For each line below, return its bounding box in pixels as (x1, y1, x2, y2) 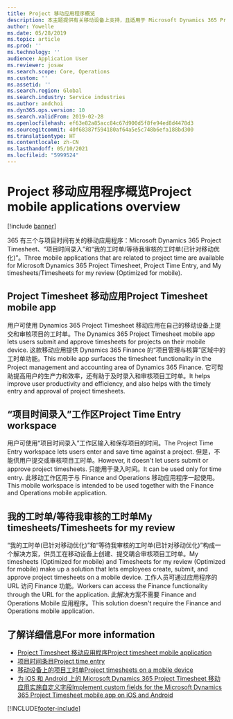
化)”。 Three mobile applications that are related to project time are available (7, 254, 224, 262)
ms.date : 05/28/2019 (7, 29, 67, 37)
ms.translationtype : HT (7, 132, 76, 139)
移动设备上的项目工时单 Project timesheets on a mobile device (17, 666, 193, 674)
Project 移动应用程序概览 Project (7, 184, 192, 199)
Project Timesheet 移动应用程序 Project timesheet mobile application (17, 648, 212, 657)
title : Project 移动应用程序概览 (7, 10, 96, 17)
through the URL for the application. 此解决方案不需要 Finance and (7, 590, 197, 599)
